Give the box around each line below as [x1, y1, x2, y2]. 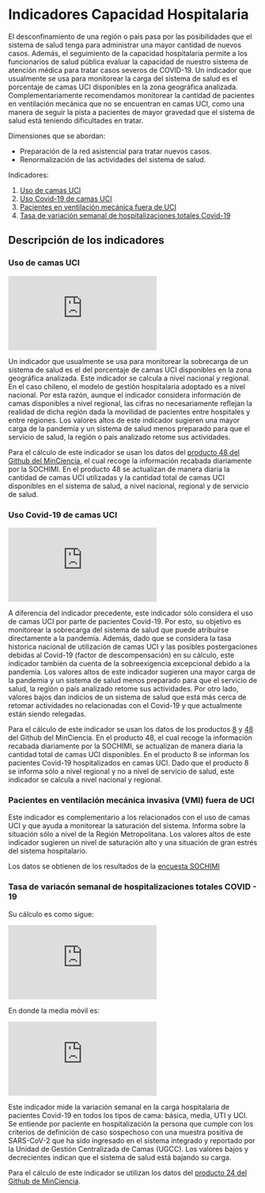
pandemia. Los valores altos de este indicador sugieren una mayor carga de [8, 667, 256, 676]
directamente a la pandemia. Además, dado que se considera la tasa [8, 633, 232, 642]
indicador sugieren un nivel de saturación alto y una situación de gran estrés [8, 838, 258, 847]
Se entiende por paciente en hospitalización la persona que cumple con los [8, 1119, 254, 1128]
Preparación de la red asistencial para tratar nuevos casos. [19, 146, 212, 156]
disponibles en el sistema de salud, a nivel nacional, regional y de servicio [8, 481, 249, 490]
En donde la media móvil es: [8, 1006, 100, 1015]
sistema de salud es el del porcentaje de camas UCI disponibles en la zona [8, 365, 252, 374]
